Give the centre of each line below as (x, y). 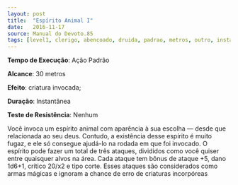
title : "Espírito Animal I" (50, 20)
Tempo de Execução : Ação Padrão (58, 60)
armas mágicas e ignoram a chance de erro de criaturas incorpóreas (108, 174)
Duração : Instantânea (39, 101)
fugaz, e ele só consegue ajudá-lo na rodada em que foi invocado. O (107, 144)
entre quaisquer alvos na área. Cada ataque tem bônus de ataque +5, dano (117, 159)
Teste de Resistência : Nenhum (53, 115)
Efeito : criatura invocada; (44, 88)
